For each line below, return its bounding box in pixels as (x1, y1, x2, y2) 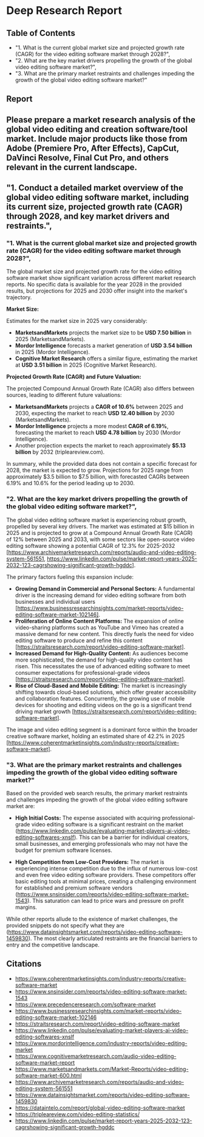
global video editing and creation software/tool (6, 124, 188, 134)
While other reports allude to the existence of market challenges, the (6, 916, 178, 923)
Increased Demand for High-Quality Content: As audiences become (15, 649, 188, 657)
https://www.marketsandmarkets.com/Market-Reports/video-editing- (15, 1065, 189, 1073)
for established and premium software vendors (15, 884, 132, 891)
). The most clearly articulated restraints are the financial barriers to (28, 935, 197, 942)
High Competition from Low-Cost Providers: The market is (15, 859, 165, 866)
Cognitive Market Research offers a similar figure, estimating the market (15, 355, 198, 362)
